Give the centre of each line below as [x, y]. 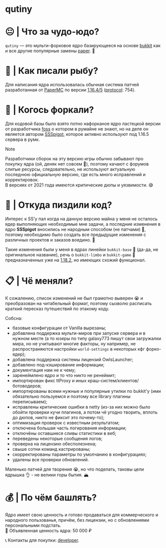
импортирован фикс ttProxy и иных [49, 380]
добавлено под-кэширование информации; [58, 365]
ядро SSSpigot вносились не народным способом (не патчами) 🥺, [76, 229]
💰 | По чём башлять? [51, 498]
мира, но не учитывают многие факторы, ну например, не [74, 344]
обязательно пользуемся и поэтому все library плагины [71, 396]
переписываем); [30, 401]
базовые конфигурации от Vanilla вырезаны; [59, 328]
